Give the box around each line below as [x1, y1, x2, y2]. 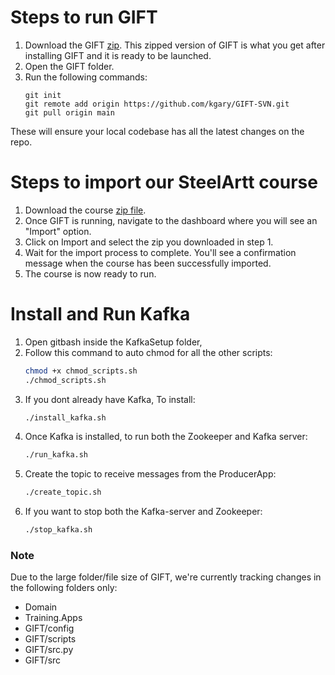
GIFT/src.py [24, 644, 74, 656]
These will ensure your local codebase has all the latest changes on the [10, 125, 305, 137]
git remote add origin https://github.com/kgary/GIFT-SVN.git [24, 99, 290, 109]
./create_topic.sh [24, 487, 102, 498]
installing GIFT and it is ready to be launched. [24, 49, 212, 61]
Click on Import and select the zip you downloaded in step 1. [24, 236, 274, 248]
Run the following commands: [24, 71, 148, 83]
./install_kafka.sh [24, 412, 107, 423]
